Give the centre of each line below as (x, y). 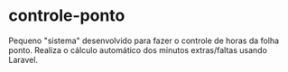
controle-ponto (67, 16)
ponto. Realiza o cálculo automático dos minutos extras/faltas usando (138, 49)
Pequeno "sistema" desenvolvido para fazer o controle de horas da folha (144, 40)
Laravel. (23, 59)
